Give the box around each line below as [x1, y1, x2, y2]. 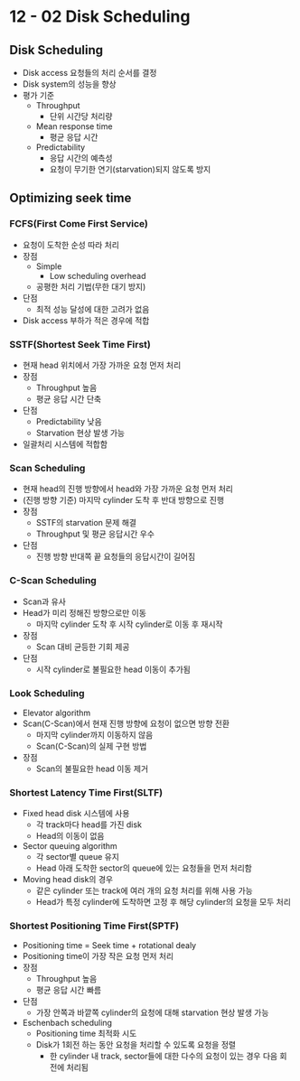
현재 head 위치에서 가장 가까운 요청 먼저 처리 [22, 359, 182, 370]
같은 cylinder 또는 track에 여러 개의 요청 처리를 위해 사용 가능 [35, 885, 253, 896]
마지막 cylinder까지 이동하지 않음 [35, 729, 154, 740]
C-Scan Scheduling [9, 574, 97, 587]
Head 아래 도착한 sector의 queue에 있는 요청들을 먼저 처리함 [35, 862, 253, 873]
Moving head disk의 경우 [22, 874, 114, 885]
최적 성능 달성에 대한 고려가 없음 [35, 303, 150, 314]
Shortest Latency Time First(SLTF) [9, 786, 164, 798]
